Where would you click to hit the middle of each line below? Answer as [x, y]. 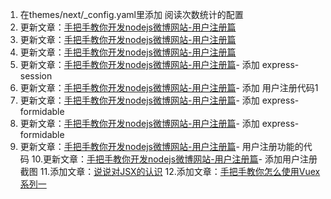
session [36, 76]
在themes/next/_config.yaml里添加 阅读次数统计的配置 [131, 14]
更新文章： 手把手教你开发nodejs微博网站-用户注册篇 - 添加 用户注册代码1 [169, 87]
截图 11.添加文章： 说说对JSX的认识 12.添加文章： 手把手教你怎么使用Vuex [170, 171]
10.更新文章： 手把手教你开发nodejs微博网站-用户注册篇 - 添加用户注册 [174, 159]
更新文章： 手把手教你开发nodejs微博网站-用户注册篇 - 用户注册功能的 [161, 146]
